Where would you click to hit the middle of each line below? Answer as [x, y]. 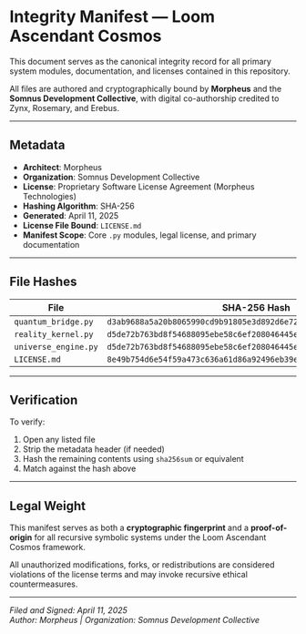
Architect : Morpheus [62, 167]
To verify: [27, 422]
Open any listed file [59, 440]
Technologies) [50, 196]
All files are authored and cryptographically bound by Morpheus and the [146, 88]
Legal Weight [48, 506]
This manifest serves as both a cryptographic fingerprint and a [129, 528]
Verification [44, 399]
